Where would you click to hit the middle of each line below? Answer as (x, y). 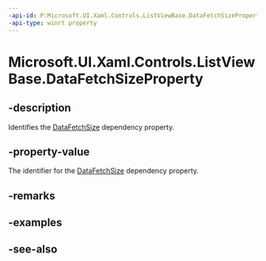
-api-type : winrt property (53, 23)
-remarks (32, 196)
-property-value (49, 151)
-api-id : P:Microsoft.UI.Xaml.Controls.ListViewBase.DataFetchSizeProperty (136, 15)
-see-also (33, 250)
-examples (35, 223)
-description (40, 108)
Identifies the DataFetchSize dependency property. (91, 127)
